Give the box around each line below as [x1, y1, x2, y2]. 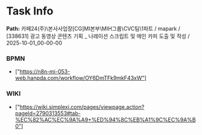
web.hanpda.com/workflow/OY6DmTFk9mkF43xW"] [14, 74, 147, 82]
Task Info [6, 4, 54, 18]
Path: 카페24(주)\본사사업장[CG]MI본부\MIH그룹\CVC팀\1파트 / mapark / [6, 25, 181, 32]
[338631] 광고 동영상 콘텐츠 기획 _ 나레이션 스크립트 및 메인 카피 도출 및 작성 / [6, 32, 190, 40]
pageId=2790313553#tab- [14, 110, 81, 117]
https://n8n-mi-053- [19, 68, 71, 75]
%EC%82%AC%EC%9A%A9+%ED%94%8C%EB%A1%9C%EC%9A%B [14, 116, 196, 123]
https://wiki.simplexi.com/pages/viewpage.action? [19, 103, 145, 110]
